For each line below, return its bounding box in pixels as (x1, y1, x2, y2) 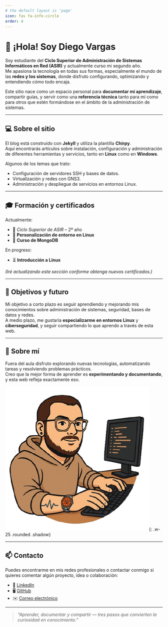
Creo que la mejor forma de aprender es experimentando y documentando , (5, 371, 162, 377)
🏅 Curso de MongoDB (12, 237, 58, 243)
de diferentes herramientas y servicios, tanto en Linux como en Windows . (5, 151, 158, 157)
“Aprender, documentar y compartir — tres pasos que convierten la (17, 611, 157, 617)
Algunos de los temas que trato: (5, 161, 71, 167)
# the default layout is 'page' (5, 8, 72, 13)
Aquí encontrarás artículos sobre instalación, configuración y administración (5, 146, 162, 152)
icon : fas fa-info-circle (5, 13, 59, 19)
